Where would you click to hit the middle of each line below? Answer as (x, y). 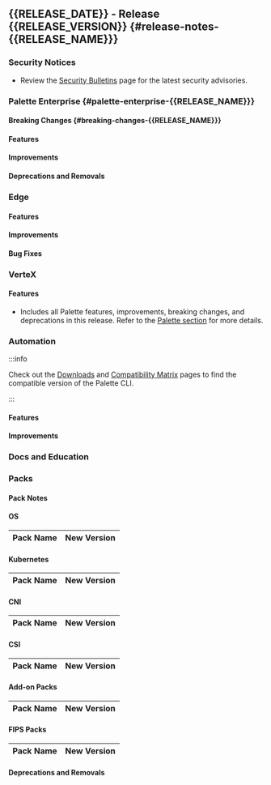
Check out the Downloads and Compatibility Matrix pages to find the (123, 375)
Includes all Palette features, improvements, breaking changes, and (132, 311)
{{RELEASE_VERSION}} (68, 27)
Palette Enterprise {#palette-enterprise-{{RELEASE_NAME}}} (131, 101)
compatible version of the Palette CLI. (71, 383)
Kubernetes (29, 559)
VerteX (23, 274)
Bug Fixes (25, 253)
